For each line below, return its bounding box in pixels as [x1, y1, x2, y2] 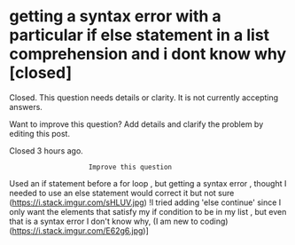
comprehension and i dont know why [9, 44, 287, 64]
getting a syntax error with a [9, 6, 221, 27]
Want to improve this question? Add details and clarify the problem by [9, 118, 264, 130]
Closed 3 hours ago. [9, 145, 84, 156]
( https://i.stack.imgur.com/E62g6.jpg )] [9, 225, 149, 236]
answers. [9, 101, 43, 112]
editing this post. [9, 128, 71, 138]
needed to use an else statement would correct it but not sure [9, 187, 235, 198]
